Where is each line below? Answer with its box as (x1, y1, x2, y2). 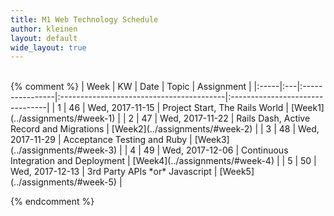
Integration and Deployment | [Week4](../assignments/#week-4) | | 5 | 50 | (10, 155, 317, 167)
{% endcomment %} (10, 196, 95, 208)
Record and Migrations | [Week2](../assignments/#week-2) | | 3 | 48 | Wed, (10, 123, 320, 135)
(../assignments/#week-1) (10, 112, 116, 125)
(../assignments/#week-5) (10, 176, 117, 188)
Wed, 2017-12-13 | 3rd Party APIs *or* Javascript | (10, 166, 218, 178)
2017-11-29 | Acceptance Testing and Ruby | (10, 134, 193, 146)
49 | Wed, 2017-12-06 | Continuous (143, 144, 289, 156)
